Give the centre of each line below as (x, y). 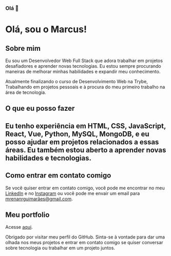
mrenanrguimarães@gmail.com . (39, 199)
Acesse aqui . (19, 227)
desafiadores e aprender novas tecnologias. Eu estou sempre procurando (83, 66)
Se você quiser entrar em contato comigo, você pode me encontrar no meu (85, 188)
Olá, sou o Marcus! (46, 29)
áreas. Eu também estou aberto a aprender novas (86, 150)
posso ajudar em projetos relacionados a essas (82, 142)
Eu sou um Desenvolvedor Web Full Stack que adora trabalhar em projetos (84, 61)
